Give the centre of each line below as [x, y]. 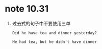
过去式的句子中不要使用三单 [41, 23]
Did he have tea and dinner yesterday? [55, 33]
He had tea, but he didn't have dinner [55, 42]
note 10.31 [27, 9]
